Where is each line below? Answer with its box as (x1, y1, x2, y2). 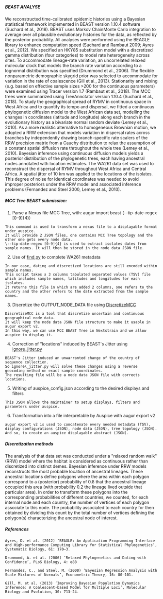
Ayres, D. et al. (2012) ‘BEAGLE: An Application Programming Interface (5, 538, 155, 543)
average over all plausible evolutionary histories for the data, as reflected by (5, 32, 157, 37)
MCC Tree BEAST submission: (5, 197, 67, 204)
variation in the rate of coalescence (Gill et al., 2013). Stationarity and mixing (5, 78, 158, 84)
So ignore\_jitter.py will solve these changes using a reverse (5, 364, 138, 369)
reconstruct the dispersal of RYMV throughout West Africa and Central (5, 166, 147, 171)
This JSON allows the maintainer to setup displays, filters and (5, 400, 140, 405)
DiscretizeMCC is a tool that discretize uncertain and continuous (5, 311, 145, 316)
